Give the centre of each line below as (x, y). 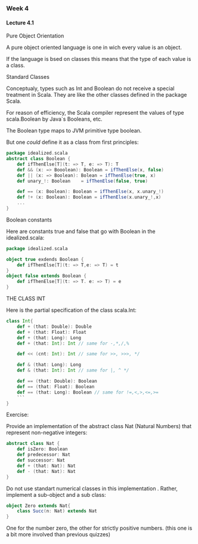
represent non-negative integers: (47, 433)
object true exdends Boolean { (45, 259)
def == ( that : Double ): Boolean (57, 381)
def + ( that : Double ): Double (55, 327)
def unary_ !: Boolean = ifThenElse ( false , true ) (82, 181)
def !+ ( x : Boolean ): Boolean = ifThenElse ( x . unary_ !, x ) (89, 197)
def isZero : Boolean (42, 449)
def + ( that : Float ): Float (52, 332)
